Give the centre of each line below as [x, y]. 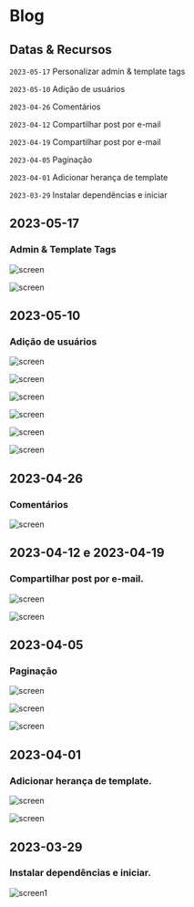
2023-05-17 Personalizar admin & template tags [97, 71]
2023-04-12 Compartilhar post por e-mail [85, 124]
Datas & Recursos [61, 50]
